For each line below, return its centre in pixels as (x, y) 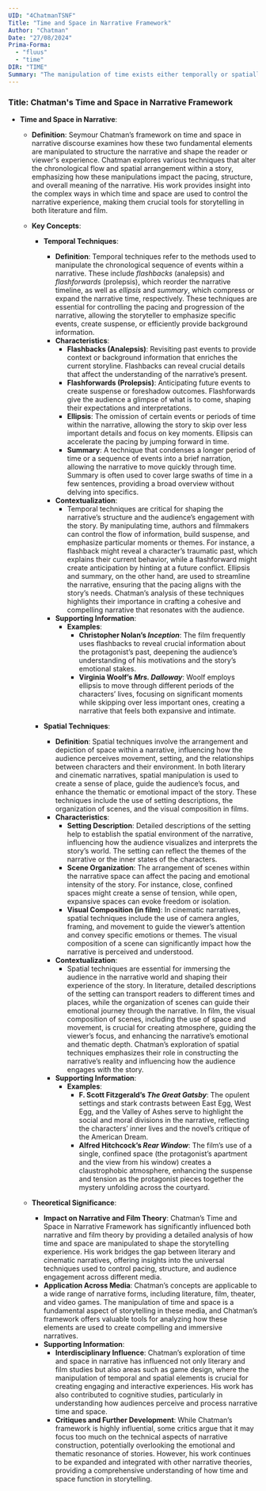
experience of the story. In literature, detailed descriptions (161, 985)
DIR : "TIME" (28, 67)
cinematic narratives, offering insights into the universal (134, 1260)
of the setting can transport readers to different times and (161, 994)
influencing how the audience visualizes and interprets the (162, 842)
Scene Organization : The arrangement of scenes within (158, 867)
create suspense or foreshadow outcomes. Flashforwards (161, 391)
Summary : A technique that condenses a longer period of (161, 450)
